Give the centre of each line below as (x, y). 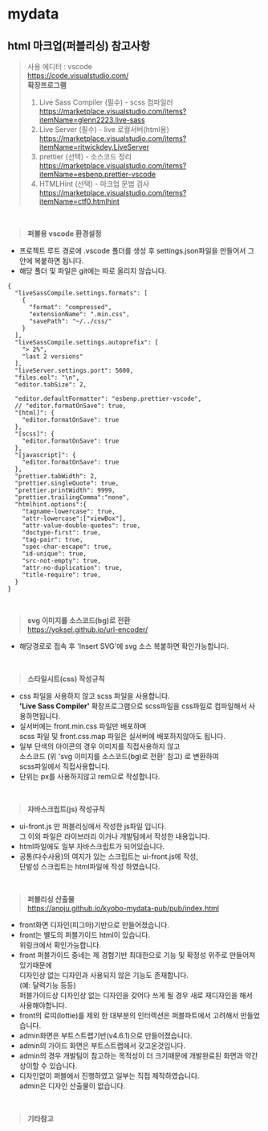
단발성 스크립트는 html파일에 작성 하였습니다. (89, 867)
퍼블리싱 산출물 (51, 899)
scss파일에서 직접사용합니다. (64, 766)
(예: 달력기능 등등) (48, 985)
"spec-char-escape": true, (67, 547)
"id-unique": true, (55, 554)
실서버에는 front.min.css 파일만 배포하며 (83, 726)
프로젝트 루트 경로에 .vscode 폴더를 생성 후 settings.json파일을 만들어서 (132, 251)
